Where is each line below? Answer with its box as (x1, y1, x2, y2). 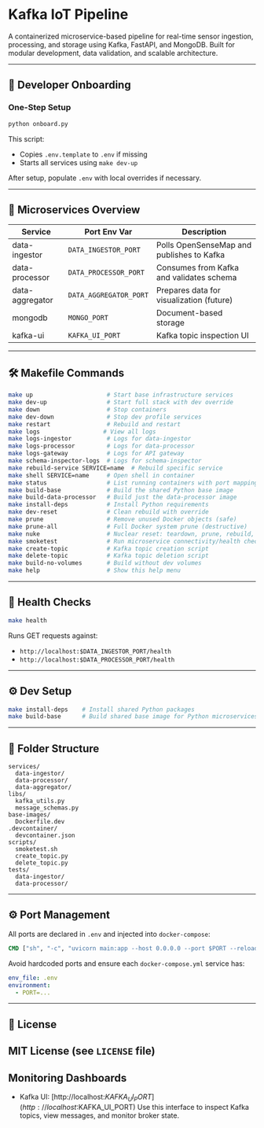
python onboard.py (8, 120, 68, 127)
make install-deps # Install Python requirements (8, 501, 210, 509)
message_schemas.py (15, 804, 79, 812)
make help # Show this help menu (8, 566, 181, 575)
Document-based (156, 308, 223, 319)
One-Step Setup (8, 102, 71, 113)
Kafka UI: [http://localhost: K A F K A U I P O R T (19, 1092, 152, 1103)
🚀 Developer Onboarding (8, 79, 131, 92)
